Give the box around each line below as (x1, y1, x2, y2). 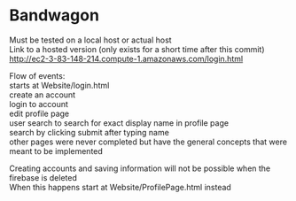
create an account (9, 89, 76, 100)
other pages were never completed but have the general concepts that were (9, 136, 288, 147)
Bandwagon (9, 5, 100, 26)
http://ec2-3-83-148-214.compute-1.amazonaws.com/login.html (9, 53, 244, 64)
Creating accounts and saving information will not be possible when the (9, 163, 271, 174)
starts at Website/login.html (9, 80, 110, 90)
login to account (9, 98, 69, 109)
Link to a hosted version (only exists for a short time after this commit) (9, 43, 265, 54)
